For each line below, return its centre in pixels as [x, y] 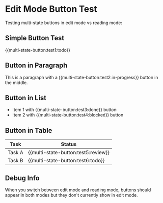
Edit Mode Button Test [51, 9]
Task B [15, 161]
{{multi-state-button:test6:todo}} [66, 161]
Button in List [26, 98]
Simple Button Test [35, 38]
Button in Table [29, 130]
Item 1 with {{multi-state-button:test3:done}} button [64, 110]
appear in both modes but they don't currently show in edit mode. [72, 195]
